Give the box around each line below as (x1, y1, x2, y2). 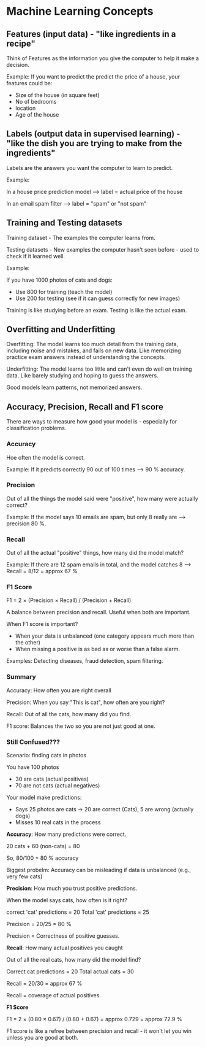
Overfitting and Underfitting (6, 324, 116, 335)
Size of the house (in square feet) (15, 91, 100, 99)
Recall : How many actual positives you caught (6, 944, 123, 952)
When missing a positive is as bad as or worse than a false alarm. (15, 646, 181, 653)
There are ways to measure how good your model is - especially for (6, 418, 177, 425)
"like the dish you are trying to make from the (6, 138, 182, 149)
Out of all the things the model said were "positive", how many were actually (6, 495, 199, 502)
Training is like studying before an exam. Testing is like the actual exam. (6, 306, 187, 314)
